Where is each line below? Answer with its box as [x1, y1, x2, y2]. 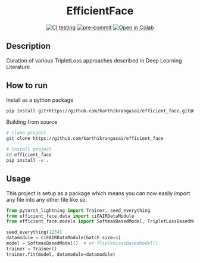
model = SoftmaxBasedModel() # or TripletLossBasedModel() [6, 240, 159, 246]
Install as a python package [6, 96, 74, 104]
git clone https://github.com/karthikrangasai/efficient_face [6, 136, 164, 142]
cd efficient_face [6, 152, 52, 158]
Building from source [6, 118, 58, 126]
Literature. [6, 63, 32, 70]
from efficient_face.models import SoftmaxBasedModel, [6, 218, 145, 224]
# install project [6, 146, 52, 152]
